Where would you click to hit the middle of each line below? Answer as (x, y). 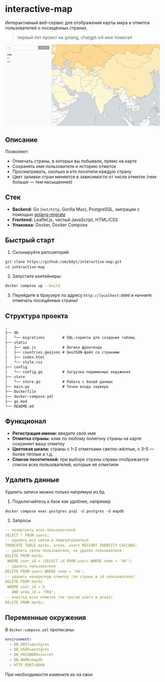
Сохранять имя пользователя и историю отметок (64, 166)
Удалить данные (32, 480)
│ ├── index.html (25, 357)
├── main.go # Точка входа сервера (57, 387)
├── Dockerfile (21, 392)
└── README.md (20, 407)
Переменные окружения (46, 618)
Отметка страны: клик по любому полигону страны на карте (77, 438)
